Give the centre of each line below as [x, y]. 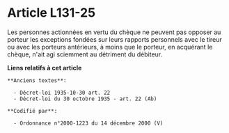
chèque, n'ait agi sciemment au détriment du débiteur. [85, 54]
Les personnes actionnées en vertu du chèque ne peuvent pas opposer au [114, 32]
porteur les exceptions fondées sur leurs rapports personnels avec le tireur [114, 39]
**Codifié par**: [32, 111]
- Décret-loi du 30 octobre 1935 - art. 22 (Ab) [85, 99]
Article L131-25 [52, 13]
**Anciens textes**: [37, 80]
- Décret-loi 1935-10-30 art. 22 [62, 93]
